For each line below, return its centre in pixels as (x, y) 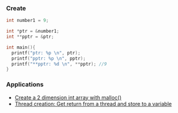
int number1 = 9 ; (27, 21)
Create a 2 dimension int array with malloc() (68, 97)
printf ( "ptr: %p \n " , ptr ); (46, 53)
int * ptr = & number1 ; (33, 31)
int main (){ (21, 47)
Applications (25, 85)
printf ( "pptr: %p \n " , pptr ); (48, 58)
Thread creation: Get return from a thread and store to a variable (93, 104)
